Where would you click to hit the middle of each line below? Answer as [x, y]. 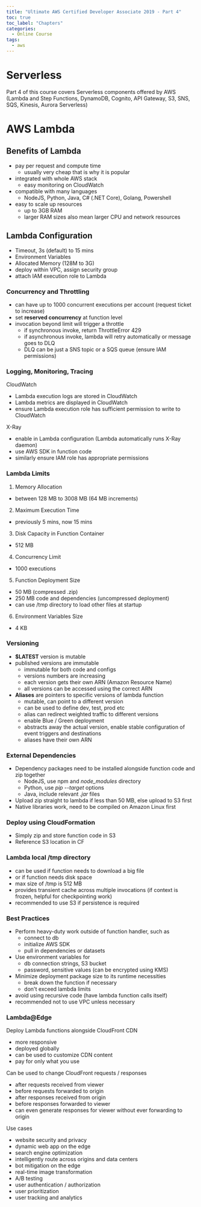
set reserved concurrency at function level [69, 317]
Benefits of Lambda [44, 151]
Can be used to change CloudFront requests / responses [77, 1073]
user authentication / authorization [58, 1185]
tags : [13, 40]
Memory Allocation [39, 487]
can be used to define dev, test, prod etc [74, 708]
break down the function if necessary [70, 983]
